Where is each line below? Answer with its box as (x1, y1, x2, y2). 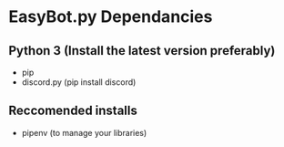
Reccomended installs (8, 103, 137, 119)
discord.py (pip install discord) (21, 77, 137, 88)
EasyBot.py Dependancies (8, 6, 213, 27)
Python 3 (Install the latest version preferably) (8, 43, 276, 58)
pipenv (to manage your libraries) (21, 127, 147, 138)
